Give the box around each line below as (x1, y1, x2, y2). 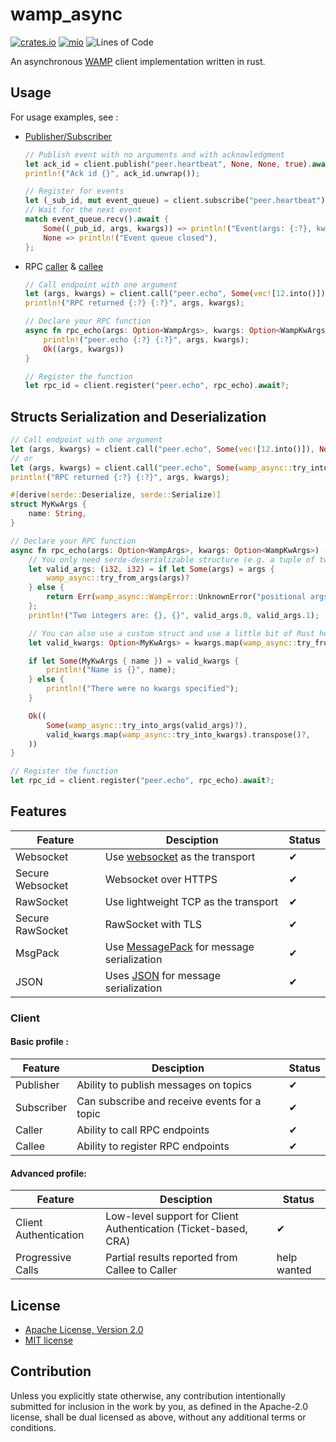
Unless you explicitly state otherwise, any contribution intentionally (10, 1389, 286, 1402)
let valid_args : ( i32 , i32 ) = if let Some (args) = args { (28, 564, 275, 574)
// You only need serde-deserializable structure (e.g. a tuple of (28, 554, 315, 565)
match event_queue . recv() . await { (24, 214, 169, 224)
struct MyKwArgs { (10, 499, 87, 510)
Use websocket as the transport (104, 849, 256, 863)
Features (10, 803, 67, 820)
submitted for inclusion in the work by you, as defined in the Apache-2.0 (10, 1400, 308, 1412)
